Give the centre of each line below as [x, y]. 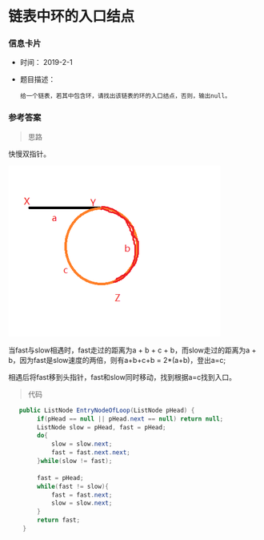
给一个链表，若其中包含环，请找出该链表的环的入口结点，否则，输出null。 [125, 96]
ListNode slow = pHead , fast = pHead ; [102, 427]
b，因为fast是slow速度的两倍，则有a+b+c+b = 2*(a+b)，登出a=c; [117, 360]
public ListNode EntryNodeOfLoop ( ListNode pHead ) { [107, 410]
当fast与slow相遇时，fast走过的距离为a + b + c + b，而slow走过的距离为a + [132, 350]
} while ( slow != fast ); [75, 461]
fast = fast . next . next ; [90, 453]
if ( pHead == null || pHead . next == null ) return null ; [130, 419]
